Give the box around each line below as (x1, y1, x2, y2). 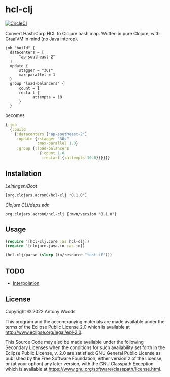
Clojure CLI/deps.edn (5, 201, 50, 208)
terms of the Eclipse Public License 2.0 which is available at (5, 324, 130, 330)
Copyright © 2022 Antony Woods (5, 308, 76, 314)
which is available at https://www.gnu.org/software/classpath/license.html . (5, 366, 162, 372)
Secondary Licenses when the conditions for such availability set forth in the (5, 344, 165, 351)
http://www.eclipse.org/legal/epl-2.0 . (5, 329, 83, 335)
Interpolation (12, 280, 40, 286)
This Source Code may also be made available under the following (5, 339, 144, 345)
